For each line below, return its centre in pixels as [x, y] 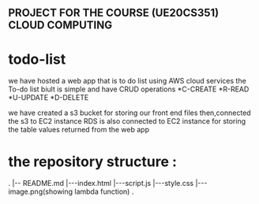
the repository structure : [93, 161]
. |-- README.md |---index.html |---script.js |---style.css [101, 184]
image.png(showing [41, 191]
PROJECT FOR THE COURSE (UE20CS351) [114, 13]
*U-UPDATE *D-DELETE [49, 98]
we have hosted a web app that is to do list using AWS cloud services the [127, 81]
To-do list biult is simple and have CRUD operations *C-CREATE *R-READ [129, 89]
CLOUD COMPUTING [60, 26]
